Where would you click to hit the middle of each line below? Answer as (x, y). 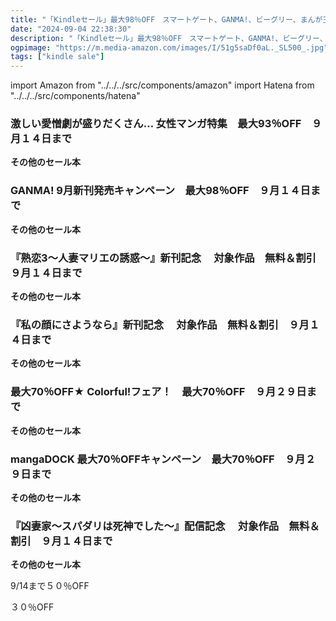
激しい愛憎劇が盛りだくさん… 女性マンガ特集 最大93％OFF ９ (166, 124)
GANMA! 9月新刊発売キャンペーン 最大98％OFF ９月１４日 (160, 191)
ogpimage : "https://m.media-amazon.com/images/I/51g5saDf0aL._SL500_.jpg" (169, 47)
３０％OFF (32, 607)
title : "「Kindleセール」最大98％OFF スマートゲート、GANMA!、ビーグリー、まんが (166, 19)
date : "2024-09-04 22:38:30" (71, 29)
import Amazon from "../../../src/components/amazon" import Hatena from (162, 85)
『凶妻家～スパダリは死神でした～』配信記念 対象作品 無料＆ (165, 526)
